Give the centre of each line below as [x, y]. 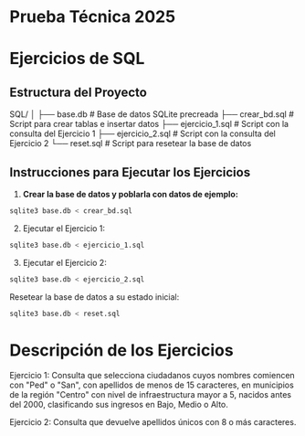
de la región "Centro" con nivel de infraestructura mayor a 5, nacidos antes [151, 395]
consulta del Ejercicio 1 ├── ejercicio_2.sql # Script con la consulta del [143, 133]
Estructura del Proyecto [79, 92]
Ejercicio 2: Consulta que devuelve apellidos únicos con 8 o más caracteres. [153, 422]
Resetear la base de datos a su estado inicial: [95, 297]
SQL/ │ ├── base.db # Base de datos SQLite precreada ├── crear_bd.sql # [152, 114]
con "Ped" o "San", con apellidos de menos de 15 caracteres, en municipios [152, 385]
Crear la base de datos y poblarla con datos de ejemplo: [131, 194]
